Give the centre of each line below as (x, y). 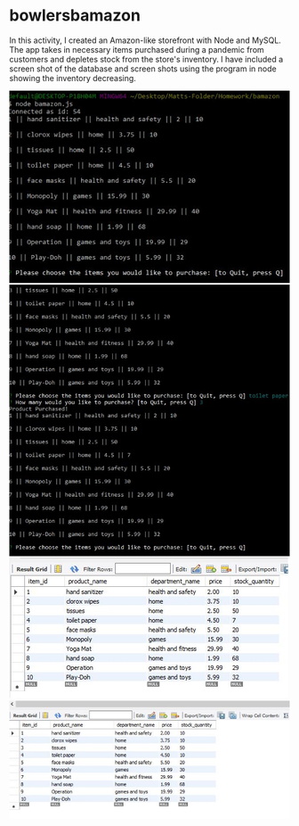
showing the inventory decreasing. (73, 78)
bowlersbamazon (75, 16)
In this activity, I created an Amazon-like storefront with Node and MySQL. (145, 40)
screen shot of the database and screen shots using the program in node (143, 69)
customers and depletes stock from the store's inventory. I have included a (146, 59)
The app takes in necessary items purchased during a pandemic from (137, 49)
